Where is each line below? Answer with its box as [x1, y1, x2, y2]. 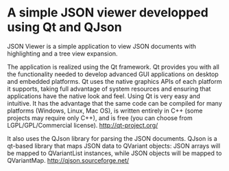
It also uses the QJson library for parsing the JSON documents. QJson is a [7, 134, 217, 142]
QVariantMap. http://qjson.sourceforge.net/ [7, 156, 130, 164]
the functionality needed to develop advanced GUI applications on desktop [7, 70, 219, 78]
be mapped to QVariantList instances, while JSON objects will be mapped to [7, 149, 222, 157]
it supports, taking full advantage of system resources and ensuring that [7, 84, 211, 93]
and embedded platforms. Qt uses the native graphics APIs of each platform [7, 77, 222, 85]
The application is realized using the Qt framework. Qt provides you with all [7, 62, 219, 71]
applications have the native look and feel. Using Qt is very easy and [7, 91, 201, 100]
